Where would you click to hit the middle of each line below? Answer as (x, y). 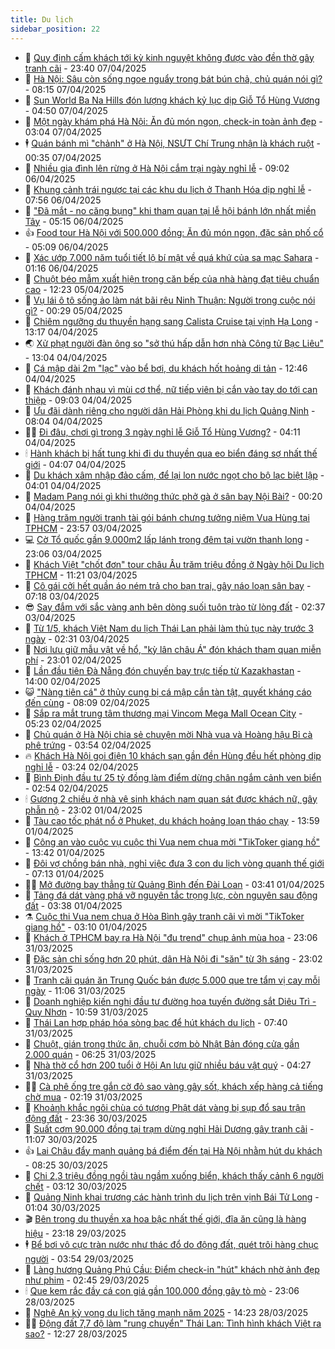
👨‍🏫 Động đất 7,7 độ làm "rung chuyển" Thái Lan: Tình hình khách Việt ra (173, 1323)
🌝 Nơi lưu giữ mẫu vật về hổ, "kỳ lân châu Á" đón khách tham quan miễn (173, 649)
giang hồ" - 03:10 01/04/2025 (86, 927)
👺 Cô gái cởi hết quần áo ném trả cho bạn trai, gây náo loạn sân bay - (168, 585)
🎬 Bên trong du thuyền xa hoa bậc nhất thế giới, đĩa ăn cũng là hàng (165, 1218)
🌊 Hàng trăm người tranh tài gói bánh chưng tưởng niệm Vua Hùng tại (167, 517)
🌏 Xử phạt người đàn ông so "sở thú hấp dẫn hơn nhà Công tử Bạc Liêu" (174, 343)
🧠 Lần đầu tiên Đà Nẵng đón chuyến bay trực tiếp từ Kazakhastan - (163, 670)
